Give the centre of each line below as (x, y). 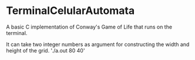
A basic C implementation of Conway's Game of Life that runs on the (89, 27)
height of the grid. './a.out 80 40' (46, 50)
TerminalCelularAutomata (70, 11)
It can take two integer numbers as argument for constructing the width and (98, 44)
